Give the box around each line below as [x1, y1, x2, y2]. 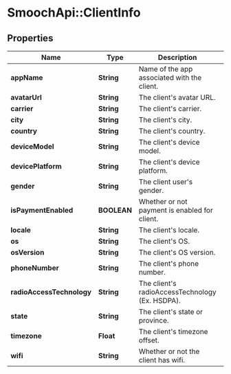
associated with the [138, 73, 202, 82]
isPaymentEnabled [10, 205, 74, 215]
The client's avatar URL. [138, 93, 216, 102]
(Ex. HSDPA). [138, 296, 181, 305]
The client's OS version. [138, 248, 216, 257]
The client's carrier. [138, 104, 202, 113]
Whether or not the [138, 346, 200, 356]
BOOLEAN [98, 205, 133, 215]
